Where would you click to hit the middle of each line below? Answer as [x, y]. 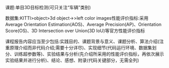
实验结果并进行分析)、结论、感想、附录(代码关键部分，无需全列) [72, 60]
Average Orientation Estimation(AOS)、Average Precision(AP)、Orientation [83, 24]
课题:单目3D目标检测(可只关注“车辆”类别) [48, 7]
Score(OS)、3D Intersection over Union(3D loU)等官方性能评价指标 [75, 31]
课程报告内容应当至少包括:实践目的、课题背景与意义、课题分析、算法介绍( [82, 41]
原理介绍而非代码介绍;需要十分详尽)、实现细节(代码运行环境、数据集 [81, 48]
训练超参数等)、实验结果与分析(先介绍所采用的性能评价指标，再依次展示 [89, 54]
